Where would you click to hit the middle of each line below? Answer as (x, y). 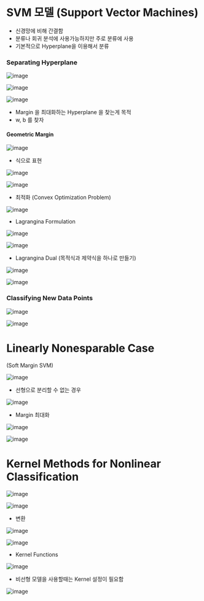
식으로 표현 (29, 161)
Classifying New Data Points (50, 298)
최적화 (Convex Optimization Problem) (63, 198)
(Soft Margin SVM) (30, 365)
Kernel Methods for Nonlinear (84, 463)
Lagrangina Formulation (45, 222)
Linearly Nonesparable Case (80, 348)
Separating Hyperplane (42, 62)
